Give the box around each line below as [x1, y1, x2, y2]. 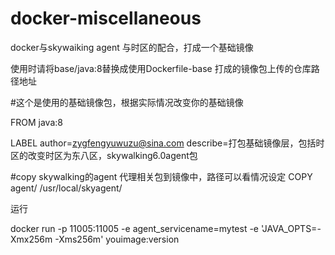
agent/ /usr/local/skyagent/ [10, 182, 123, 194]
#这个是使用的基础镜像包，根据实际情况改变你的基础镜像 [10, 96, 244, 108]
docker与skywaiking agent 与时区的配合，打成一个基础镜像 [10, 41, 254, 53]
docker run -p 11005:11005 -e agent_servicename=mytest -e [10, 222, 260, 234]
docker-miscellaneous [10, 7, 202, 30]
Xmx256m [10, 233, 53, 245]
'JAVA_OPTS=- [260, 222, 322, 234]
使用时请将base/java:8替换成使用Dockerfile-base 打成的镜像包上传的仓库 [10, 62, 312, 74]
